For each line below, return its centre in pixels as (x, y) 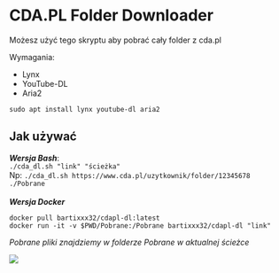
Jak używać (43, 137)
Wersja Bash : (35, 158)
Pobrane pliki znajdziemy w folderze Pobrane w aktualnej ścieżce (129, 242)
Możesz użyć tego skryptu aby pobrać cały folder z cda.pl (115, 40)
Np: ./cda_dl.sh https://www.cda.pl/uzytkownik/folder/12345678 (130, 175)
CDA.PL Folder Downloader (112, 16)
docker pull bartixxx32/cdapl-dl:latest (85, 218)
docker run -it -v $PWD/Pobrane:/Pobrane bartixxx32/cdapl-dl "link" (140, 226)
